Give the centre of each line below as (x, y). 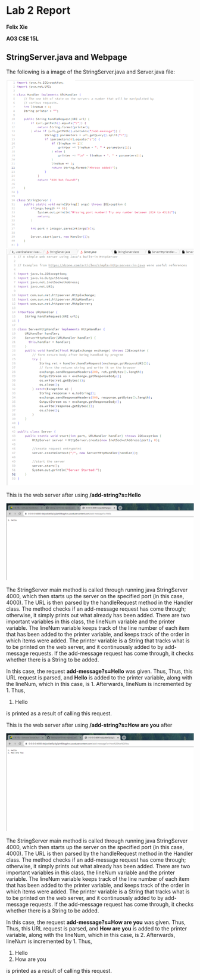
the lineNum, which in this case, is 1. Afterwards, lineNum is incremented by (99, 684)
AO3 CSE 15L (23, 38)
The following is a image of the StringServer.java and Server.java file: (91, 72)
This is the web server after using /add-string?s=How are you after (89, 725)
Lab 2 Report (38, 10)
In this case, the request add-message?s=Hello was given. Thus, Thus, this (99, 671)
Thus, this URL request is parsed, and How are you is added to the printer (97, 928)
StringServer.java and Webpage (67, 57)
